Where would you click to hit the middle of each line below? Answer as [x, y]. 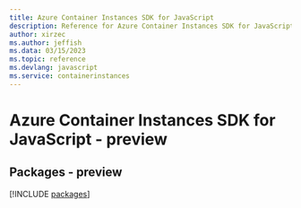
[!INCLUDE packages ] [50, 194]
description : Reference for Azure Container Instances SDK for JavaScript [152, 26]
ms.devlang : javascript [54, 68]
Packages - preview [66, 173]
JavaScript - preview [89, 139]
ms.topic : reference [48, 59]
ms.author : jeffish [46, 43]
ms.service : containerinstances [69, 76]
